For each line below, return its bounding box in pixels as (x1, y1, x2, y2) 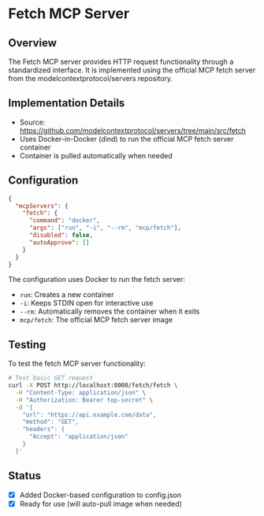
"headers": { (22, 425, 65, 433)
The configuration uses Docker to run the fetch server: (8, 275, 185, 284)
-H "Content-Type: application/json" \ (15, 388, 147, 396)
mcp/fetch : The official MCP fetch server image (19, 315, 173, 325)
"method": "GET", (22, 418, 80, 426)
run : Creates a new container (19, 290, 114, 299)
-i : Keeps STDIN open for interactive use (19, 299, 154, 308)
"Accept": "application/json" (28, 432, 128, 441)
